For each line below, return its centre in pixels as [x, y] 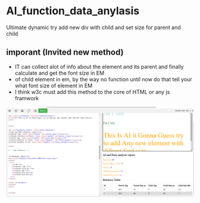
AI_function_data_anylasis [73, 11]
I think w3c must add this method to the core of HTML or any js [92, 92]
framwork [27, 98]
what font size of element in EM [54, 85]
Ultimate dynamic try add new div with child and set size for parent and [94, 27]
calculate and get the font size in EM [60, 73]
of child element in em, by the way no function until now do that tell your [103, 79]
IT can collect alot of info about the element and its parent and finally [99, 66]
